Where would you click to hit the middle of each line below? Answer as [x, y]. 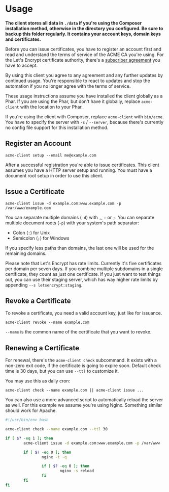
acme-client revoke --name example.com [47, 322]
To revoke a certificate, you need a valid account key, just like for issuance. [84, 313]
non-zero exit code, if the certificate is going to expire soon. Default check [83, 366]
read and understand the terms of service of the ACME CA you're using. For [84, 55]
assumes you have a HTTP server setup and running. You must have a [79, 170]
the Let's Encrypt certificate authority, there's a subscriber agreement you [83, 60]
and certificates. [23, 39]
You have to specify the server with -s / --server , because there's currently [84, 122]
